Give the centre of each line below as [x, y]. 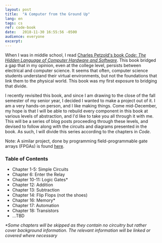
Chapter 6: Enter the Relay [38, 174]
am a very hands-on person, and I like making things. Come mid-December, [81, 105]
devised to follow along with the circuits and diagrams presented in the [76, 126]
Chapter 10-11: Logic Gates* [40, 180]
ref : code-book [20, 28]
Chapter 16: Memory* [34, 200]
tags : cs [14, 23]
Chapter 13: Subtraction [36, 190]
